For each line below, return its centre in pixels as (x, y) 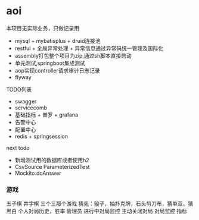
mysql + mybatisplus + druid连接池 (57, 40)
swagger (26, 101)
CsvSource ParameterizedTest (52, 166)
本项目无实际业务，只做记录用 (43, 28)
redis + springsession (41, 136)
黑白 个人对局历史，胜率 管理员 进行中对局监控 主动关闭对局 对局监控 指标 (97, 211)
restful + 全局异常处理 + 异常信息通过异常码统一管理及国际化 (89, 48)
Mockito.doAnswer (38, 173)
